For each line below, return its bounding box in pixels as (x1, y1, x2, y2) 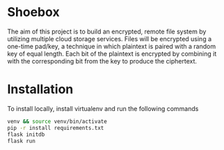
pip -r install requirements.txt (7, 124, 104, 131)
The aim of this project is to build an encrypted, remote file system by (7, 27, 207, 36)
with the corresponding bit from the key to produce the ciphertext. (7, 57, 197, 65)
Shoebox (7, 4, 61, 20)
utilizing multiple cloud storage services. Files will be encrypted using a (7, 34, 212, 43)
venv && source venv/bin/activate (7, 118, 108, 125)
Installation (7, 82, 74, 98)
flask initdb (7, 130, 45, 138)
